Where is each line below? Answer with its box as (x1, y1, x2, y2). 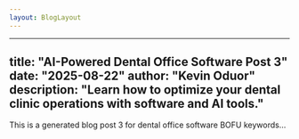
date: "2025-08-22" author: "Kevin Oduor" (9, 69, 256, 84)
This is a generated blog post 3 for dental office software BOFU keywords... (9, 119, 287, 130)
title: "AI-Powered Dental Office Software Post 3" (9, 54, 288, 69)
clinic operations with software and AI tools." (9, 96, 264, 111)
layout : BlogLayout (9, 12, 82, 22)
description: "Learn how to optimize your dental (9, 82, 281, 98)
